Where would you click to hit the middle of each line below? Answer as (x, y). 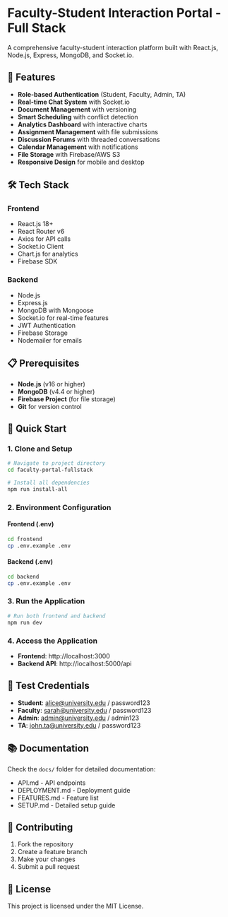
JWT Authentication (47, 325)
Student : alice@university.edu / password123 (84, 703)
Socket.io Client (41, 247)
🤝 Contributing (40, 827)
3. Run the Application (46, 601)
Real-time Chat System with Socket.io (74, 102)
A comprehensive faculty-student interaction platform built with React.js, (113, 47)
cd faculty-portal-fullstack (50, 470)
